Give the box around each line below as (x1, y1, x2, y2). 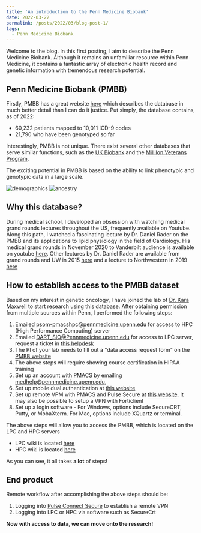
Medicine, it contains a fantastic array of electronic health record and (6, 61, 177, 68)
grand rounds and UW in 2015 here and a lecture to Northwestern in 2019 (6, 256, 188, 263)
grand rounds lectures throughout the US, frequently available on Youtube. (6, 224, 191, 232)
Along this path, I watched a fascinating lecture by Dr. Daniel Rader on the (6, 230, 189, 238)
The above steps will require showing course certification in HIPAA (14, 358, 180, 366)
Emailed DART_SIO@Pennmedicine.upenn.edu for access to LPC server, (14, 333, 194, 340)
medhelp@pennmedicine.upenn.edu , (14, 378, 107, 385)
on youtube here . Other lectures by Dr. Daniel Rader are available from (6, 250, 180, 257)
